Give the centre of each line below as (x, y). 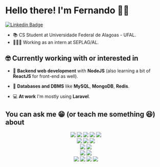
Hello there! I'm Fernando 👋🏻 (67, 11)
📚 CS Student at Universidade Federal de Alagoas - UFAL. (74, 35)
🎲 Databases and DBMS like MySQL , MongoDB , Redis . (71, 86)
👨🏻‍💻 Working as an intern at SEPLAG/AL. (55, 42)
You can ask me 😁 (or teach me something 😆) (80, 114)
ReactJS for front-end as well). (45, 76)
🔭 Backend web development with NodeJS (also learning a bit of (82, 71)
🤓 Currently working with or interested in (72, 58)
